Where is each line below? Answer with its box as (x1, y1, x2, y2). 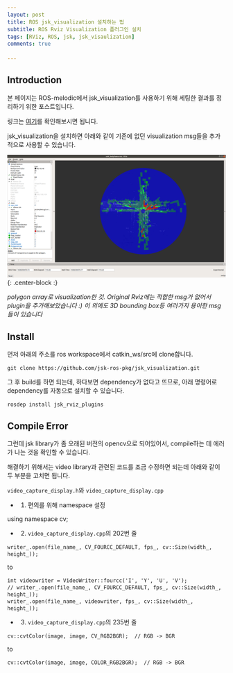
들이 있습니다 (7, 310, 43, 318)
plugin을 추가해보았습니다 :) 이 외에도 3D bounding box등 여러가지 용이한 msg (7, 302, 222, 310)
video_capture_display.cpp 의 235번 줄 (27, 617, 137, 626)
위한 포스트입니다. (25, 102, 74, 110)
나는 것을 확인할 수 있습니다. (14, 448, 91, 456)
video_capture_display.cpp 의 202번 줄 (27, 529, 137, 537)
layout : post (7, 11, 45, 18)
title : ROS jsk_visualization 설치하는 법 (7, 18, 125, 26)
